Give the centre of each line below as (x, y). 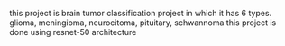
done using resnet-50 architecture (73, 32)
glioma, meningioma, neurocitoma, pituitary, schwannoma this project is (143, 23)
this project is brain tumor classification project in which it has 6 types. (141, 13)
